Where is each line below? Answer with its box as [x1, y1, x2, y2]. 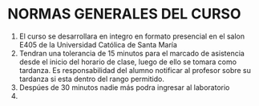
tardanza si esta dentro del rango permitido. [18, 74, 165, 84]
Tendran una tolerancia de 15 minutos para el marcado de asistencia [18, 48, 245, 58]
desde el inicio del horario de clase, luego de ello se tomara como [18, 57, 237, 67]
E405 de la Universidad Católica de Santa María [18, 39, 178, 49]
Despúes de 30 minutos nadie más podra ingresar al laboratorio [18, 82, 230, 92]
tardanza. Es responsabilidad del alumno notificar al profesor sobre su [18, 65, 252, 75]
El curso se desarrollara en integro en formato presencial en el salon [18, 31, 245, 41]
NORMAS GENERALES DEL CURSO [7, 5, 241, 23]
